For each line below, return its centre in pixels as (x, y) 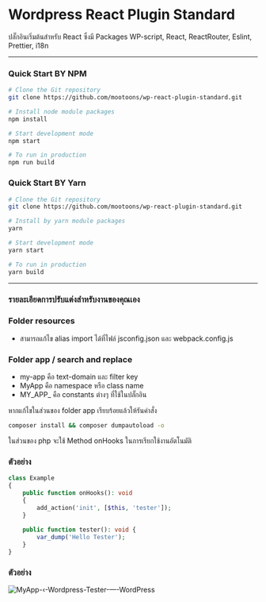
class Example (32, 478)
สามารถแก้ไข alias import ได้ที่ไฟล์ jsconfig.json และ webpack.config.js (126, 338)
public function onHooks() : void (78, 493)
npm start (25, 141)
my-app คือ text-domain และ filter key (79, 377)
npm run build (32, 163)
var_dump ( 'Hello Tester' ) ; (81, 538)
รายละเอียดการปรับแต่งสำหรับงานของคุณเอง (74, 299)
